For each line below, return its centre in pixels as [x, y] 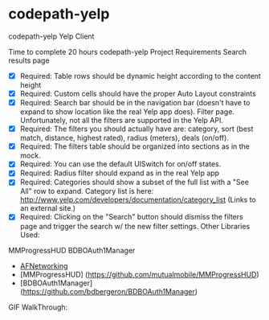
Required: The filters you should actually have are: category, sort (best [137, 129]
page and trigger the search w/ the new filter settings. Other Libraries [135, 226]
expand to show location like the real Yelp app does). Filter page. [127, 112]
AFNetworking [44, 265]
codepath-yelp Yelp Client [51, 36]
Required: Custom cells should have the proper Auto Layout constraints [138, 94]
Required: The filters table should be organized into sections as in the [135, 146]
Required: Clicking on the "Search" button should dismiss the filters [131, 217]
